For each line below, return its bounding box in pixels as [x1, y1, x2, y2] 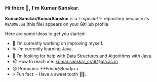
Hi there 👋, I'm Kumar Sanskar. [5, 4, 80, 11]
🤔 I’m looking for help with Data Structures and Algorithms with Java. [12, 53, 153, 59]
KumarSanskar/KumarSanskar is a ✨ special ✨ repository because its [5, 16, 149, 22]
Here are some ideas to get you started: [5, 31, 86, 37]
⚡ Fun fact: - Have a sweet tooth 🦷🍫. [12, 71, 86, 77]
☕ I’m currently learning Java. [12, 46, 73, 52]
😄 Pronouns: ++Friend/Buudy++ [12, 66, 79, 72]
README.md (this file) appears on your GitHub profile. [5, 21, 110, 27]
